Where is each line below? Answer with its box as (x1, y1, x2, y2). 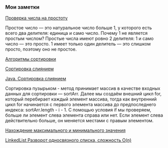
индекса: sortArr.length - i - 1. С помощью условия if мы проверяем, (5, 107, 151, 113)
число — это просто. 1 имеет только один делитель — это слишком (5, 41, 151, 47)
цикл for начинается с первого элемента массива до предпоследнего (5, 102, 156, 108)
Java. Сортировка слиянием (5, 76, 66, 82)
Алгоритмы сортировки (5, 56, 56, 62)
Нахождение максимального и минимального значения (5, 127, 126, 133)
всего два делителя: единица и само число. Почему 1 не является (5, 30, 148, 36)
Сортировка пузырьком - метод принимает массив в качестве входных (5, 85, 160, 91)
